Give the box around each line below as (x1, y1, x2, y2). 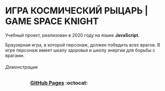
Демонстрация (5, 64, 38, 70)
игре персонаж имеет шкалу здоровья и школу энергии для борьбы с (5, 47, 155, 53)
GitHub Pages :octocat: (30, 79, 88, 86)
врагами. (5, 52, 25, 58)
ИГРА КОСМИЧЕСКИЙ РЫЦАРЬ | (5, 5, 148, 16)
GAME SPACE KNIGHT (5, 15, 99, 27)
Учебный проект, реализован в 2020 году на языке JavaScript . (5, 32, 140, 38)
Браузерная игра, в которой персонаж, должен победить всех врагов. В (5, 41, 160, 47)
